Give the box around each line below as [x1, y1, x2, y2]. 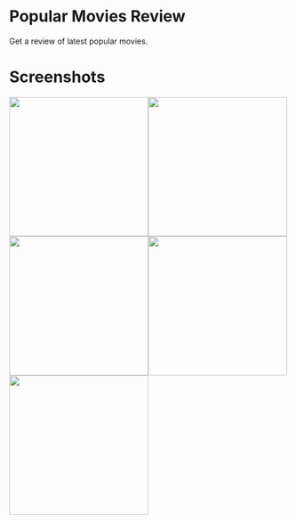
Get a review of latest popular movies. [9, 36, 148, 46]
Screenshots [9, 67, 106, 87]
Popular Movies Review [9, 6, 186, 27]
